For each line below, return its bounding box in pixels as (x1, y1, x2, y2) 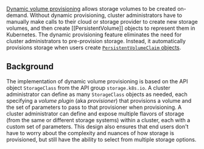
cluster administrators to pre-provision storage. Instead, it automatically (6, 38, 186, 44)
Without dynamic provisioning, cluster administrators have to (29, 12, 183, 19)
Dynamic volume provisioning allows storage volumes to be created (6, 5, 177, 12)
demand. (6, 12, 29, 19)
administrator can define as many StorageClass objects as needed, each (6, 91, 188, 98)
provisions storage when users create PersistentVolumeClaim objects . (6, 44, 181, 51)
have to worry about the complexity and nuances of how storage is (6, 129, 175, 136)
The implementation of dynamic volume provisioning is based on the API (6, 77, 188, 85)
